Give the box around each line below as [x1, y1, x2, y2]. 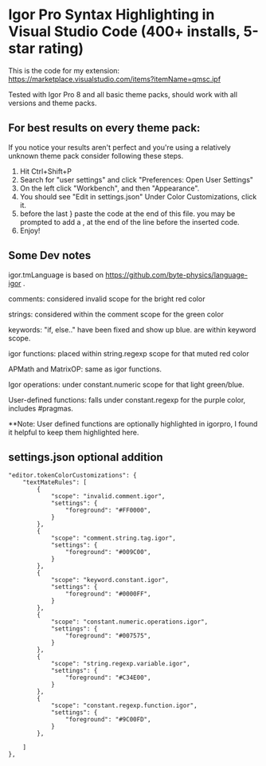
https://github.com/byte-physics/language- [105, 269, 248, 280]
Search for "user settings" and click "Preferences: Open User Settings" [19, 175, 253, 184]
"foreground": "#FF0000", [65, 506, 151, 515]
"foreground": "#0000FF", [65, 590, 151, 599]
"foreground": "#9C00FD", [65, 716, 151, 724]
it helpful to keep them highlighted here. [8, 427, 139, 437]
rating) [38, 40, 84, 57]
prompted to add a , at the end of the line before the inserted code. [19, 217, 241, 226]
